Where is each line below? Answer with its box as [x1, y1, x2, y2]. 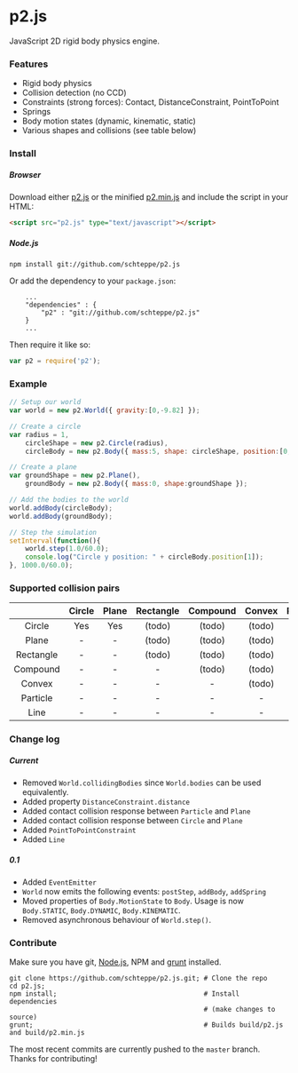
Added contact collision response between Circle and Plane [21, 815, 243, 826]
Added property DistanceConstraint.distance [21, 797, 191, 807]
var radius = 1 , [9, 430, 69, 439]
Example [9, 378, 48, 390]
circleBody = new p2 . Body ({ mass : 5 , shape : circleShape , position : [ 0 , [25, 447, 292, 456]
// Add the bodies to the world [9, 496, 129, 505]
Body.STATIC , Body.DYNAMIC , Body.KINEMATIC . [21, 905, 181, 916]
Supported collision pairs [9, 582, 121, 594]
